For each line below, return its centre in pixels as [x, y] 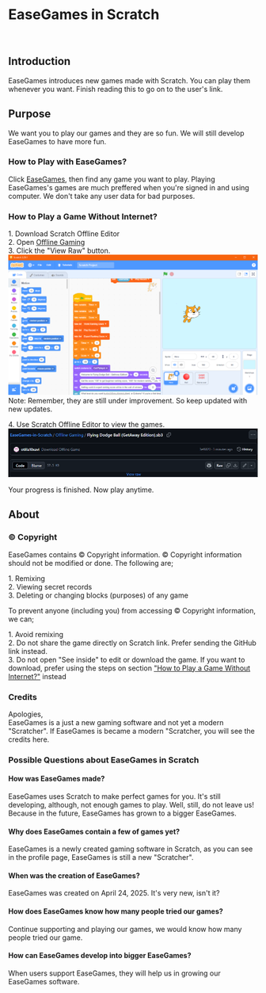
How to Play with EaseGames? [68, 162]
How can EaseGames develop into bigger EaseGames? [100, 956]
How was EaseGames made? [57, 779]
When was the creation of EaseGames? [74, 875]
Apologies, [26, 714]
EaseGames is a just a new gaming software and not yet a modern [116, 722]
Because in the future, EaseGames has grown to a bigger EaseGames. [122, 813]
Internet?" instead [37, 676]
